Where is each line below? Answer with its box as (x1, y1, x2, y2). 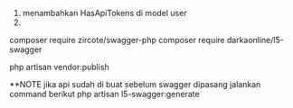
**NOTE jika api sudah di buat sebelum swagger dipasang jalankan (9, 79, 261, 89)
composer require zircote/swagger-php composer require (9, 35, 225, 45)
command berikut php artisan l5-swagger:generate (9, 89, 201, 99)
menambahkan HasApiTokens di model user (22, 8, 187, 18)
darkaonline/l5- (226, 35, 285, 45)
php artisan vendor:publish (9, 62, 110, 72)
